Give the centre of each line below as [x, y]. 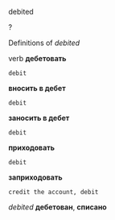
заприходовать [35, 177]
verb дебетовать [37, 58]
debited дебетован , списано [57, 207]
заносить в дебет [39, 118]
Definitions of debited [44, 43]
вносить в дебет [37, 88]
